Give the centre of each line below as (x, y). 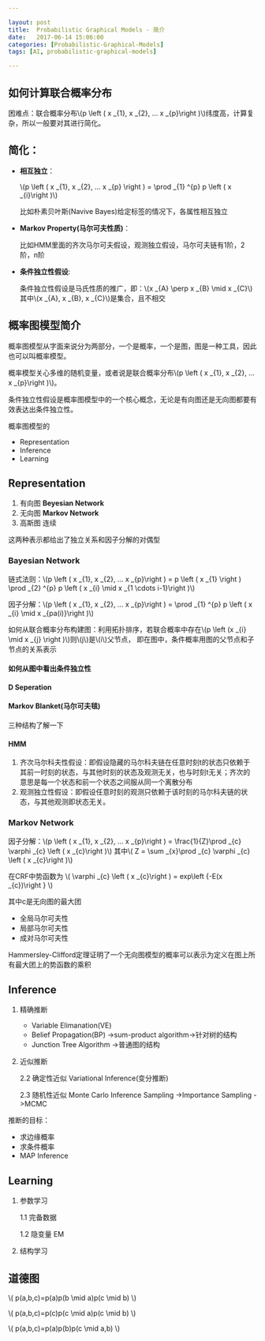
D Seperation (30, 687)
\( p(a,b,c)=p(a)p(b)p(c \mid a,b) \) (64, 1328)
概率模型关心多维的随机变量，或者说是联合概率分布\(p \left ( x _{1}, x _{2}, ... (131, 373)
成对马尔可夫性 (44, 937)
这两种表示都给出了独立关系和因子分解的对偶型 (84, 540)
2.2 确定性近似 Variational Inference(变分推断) (94, 1078)
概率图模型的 (29, 426)
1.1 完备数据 (38, 1218)
